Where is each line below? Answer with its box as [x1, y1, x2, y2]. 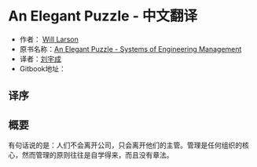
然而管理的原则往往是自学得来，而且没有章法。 [21, 151, 174, 160]
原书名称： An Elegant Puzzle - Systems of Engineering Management [19, 44, 242, 53]
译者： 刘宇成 [19, 54, 61, 64]
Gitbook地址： [19, 64, 67, 73]
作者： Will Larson [19, 34, 79, 44]
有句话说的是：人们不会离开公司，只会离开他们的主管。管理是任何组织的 [8, 140, 242, 150]
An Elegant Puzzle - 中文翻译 [8, 7, 198, 25]
